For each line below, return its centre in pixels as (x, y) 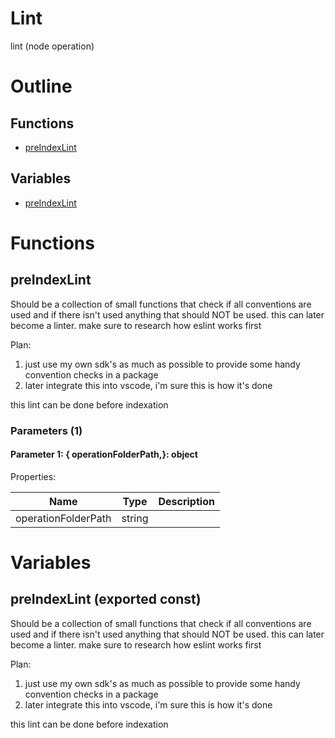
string (135, 518)
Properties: (33, 476)
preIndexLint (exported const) (106, 599)
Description (186, 501)
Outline (41, 86)
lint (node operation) (52, 46)
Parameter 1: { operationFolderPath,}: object (104, 454)
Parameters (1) (46, 430)
